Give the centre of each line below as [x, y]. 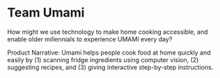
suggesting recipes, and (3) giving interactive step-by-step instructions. [110, 67]
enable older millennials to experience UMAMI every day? [90, 39]
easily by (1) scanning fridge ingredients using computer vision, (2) [103, 59]
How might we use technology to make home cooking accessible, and [108, 32]
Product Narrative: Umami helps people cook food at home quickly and [109, 52]
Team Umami [46, 13]
